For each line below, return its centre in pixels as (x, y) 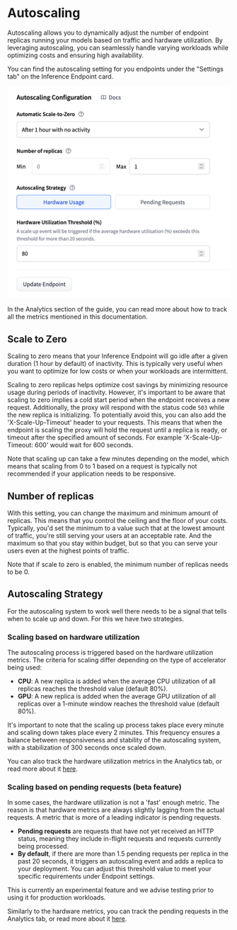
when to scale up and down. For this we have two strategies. (96, 619)
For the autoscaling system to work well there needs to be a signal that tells (117, 611)
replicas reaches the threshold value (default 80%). (93, 689)
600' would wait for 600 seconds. (84, 445)
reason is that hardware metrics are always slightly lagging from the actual (116, 810)
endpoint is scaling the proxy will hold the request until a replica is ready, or (117, 430)
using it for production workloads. (57, 897)
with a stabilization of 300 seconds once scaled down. (87, 747)
